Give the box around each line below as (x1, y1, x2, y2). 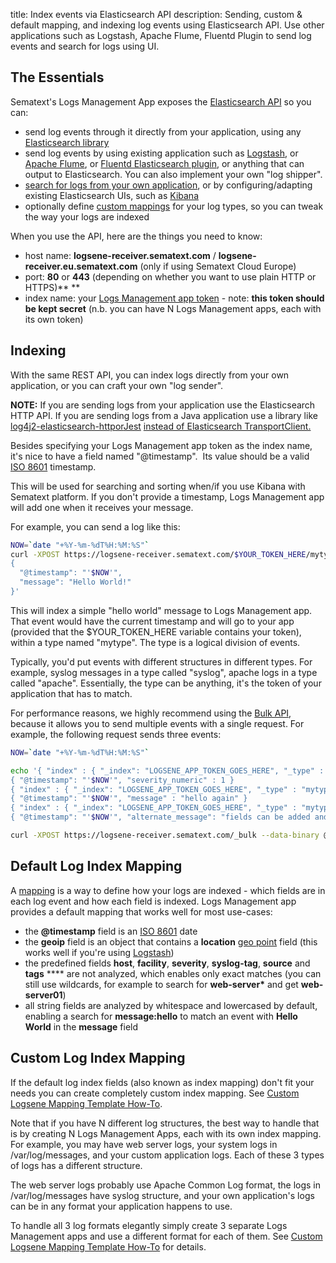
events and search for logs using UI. (10, 40, 160, 52)
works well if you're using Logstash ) (24, 946, 175, 958)
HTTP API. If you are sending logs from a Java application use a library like (10, 409, 318, 421)
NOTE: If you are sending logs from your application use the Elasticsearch (10, 399, 316, 411)
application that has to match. (10, 687, 133, 699)
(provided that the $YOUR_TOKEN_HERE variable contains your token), (10, 625, 302, 638)
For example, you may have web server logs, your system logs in (10, 1138, 278, 1150)
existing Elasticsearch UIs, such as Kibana (24, 189, 199, 201)
